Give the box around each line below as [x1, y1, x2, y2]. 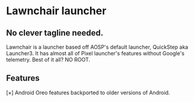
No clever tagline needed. [6, 28, 104, 38]
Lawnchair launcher [6, 4, 107, 18]
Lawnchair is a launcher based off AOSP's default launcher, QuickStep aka [6, 43, 189, 50]
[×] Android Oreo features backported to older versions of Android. [6, 89, 170, 96]
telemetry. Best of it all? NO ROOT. [6, 56, 91, 63]
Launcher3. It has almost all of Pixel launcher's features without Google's [6, 50, 185, 57]
